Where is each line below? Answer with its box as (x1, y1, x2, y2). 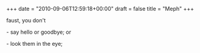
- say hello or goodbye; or (6, 28, 72, 36)
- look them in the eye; (6, 40, 63, 47)
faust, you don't (6, 17, 46, 23)
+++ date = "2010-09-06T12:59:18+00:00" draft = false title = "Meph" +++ (6, 5, 195, 12)
